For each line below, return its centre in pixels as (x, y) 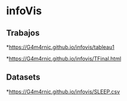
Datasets (23, 78)
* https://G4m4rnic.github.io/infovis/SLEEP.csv (63, 91)
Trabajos (23, 33)
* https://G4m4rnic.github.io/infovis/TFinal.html (64, 59)
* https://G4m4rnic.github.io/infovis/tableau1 (60, 47)
